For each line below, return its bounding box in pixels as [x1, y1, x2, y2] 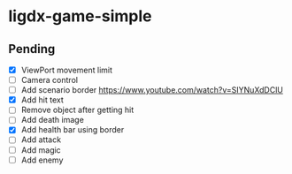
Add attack [20, 134, 62, 145]
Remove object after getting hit [20, 104, 134, 116]
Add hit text [20, 95, 64, 105]
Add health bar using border [20, 125, 125, 135]
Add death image [20, 115, 85, 125]
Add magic [20, 144, 61, 155]
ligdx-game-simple [8, 6, 152, 26]
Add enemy [20, 155, 64, 165]
